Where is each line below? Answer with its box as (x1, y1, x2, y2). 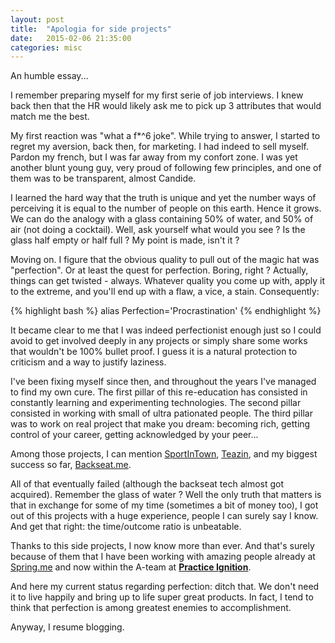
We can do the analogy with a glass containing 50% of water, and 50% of (10, 213, 314, 225)
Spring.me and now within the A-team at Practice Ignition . (10, 561, 252, 573)
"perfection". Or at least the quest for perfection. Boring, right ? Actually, (10, 264, 309, 276)
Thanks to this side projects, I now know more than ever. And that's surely (10, 540, 315, 552)
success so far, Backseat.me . (10, 459, 132, 471)
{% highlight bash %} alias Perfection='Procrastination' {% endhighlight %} (10, 305, 322, 317)
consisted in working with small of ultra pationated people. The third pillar (10, 407, 313, 420)
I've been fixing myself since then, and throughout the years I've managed (10, 376, 317, 388)
